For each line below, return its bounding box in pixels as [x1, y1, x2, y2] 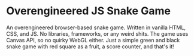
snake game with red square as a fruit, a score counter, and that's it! [6, 43, 175, 50]
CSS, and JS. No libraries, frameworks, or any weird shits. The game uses [6, 30, 189, 37]
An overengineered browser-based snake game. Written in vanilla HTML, [6, 24, 186, 31]
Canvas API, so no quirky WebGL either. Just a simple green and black [6, 36, 180, 43]
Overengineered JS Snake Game [6, 4, 171, 18]
